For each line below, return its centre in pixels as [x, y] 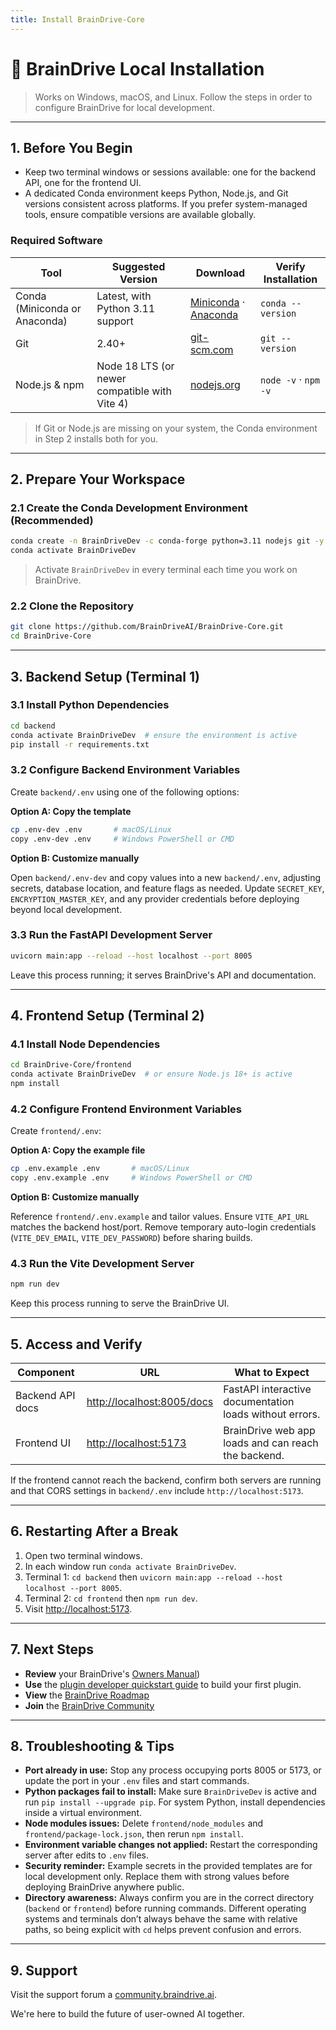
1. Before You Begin [71, 147]
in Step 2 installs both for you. [96, 438]
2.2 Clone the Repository [72, 606]
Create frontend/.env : [56, 1131]
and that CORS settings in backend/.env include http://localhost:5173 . [157, 1491]
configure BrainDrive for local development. [124, 107]
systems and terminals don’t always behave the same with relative [161, 1919]
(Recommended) [52, 520]
